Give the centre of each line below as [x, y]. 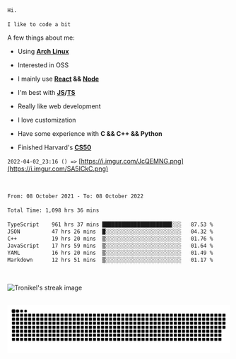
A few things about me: [41, 38]
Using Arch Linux [43, 51]
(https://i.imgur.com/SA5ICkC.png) [58, 169]
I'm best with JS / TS [46, 92]
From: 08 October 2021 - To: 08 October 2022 [75, 196]
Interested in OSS [43, 65]
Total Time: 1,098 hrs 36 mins [53, 210]
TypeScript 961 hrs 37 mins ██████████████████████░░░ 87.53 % [110, 224]
